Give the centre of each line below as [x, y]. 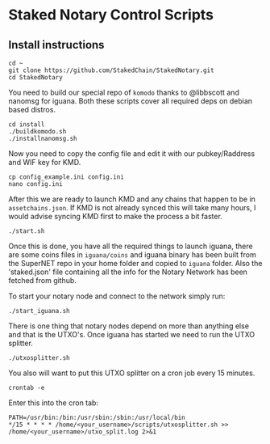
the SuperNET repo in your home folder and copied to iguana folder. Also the [135, 263]
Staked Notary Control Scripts [111, 15]
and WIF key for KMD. [45, 162]
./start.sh [27, 231]
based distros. [32, 110]
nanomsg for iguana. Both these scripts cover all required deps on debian [130, 101]
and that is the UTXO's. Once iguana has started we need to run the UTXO [132, 334]
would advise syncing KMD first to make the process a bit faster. [116, 216]
